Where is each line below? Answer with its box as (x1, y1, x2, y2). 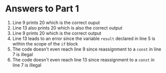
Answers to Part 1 (5, 3, 79, 14)
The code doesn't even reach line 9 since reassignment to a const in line (12, 46, 162, 52)
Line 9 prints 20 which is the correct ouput (12, 19, 100, 25)
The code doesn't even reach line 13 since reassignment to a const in (12, 56, 155, 62)
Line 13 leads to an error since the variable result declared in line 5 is (12, 35, 156, 41)
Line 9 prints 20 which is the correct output (12, 30, 102, 36)
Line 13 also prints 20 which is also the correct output (12, 24, 123, 30)
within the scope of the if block (12, 40, 78, 46)
